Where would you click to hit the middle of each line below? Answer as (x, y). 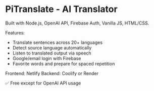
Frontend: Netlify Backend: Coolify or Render (52, 73)
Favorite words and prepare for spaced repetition (64, 63)
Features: (15, 32)
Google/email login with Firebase (47, 58)
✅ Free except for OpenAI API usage (43, 83)
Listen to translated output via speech (52, 53)
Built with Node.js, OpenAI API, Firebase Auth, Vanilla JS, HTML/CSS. (77, 23)
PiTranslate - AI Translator (61, 9)
